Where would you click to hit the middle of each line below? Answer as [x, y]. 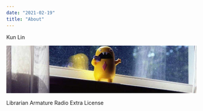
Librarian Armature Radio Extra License [55, 103]
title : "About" [25, 19]
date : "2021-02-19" [31, 13]
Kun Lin [16, 37]
